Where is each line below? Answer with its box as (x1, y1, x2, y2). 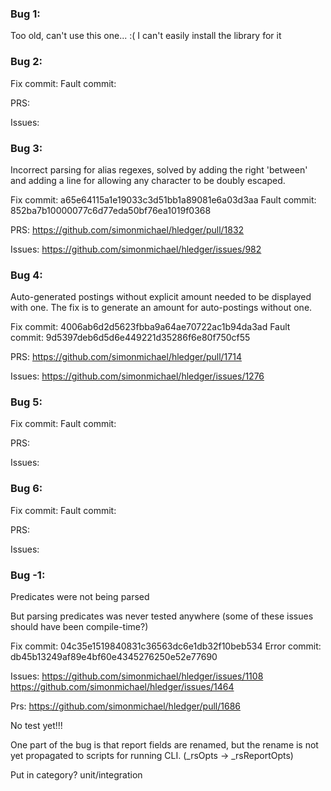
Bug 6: (10, 482, 43, 496)
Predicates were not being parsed (10, 591, 150, 603)
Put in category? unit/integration (10, 769, 143, 781)
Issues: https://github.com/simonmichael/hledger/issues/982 (10, 243, 262, 255)
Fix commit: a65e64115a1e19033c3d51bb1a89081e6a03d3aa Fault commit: (10, 193, 317, 206)
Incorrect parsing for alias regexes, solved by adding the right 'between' (10, 163, 308, 176)
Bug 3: (10, 141, 43, 155)
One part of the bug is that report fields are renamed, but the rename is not (10, 739, 319, 751)
